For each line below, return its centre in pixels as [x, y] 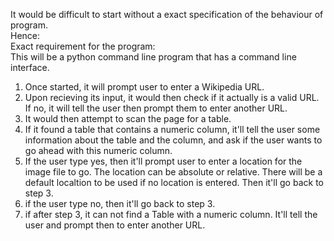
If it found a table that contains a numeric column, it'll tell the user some [172, 129]
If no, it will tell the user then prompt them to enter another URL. [156, 108]
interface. [30, 67]
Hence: [25, 35]
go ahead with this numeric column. [98, 150]
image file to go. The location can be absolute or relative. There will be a [173, 172]
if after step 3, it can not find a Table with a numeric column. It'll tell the [171, 214]
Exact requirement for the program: [83, 46]
